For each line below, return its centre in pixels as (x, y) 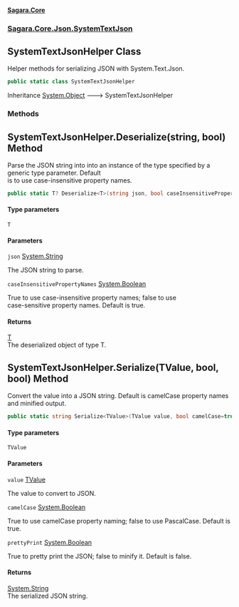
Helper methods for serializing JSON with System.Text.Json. (96, 68)
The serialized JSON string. (48, 596)
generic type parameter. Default (54, 173)
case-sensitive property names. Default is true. (76, 305)
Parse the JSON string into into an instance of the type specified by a (109, 165)
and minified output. (37, 404)
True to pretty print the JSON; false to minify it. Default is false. (100, 556)
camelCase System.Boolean (47, 507)
